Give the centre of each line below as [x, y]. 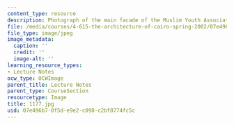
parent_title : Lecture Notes [49, 85]
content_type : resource [42, 14]
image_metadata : [31, 40]
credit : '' [29, 53]
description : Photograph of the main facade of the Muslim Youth [104, 20]
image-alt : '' [34, 59]
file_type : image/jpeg [40, 33]
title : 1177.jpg [31, 104]
